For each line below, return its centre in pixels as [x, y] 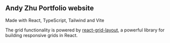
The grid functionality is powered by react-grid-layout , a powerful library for [85, 30]
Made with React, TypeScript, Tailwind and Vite [55, 20]
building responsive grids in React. [41, 35]
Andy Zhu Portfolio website [50, 8]
